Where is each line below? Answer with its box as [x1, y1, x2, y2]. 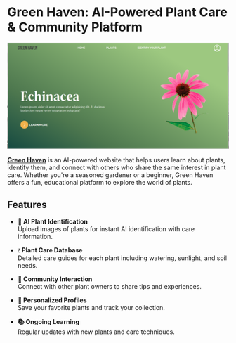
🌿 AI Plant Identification [17, 217, 88, 226]
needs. [17, 261, 38, 269]
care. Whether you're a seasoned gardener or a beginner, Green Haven [7, 171, 214, 179]
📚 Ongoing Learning [17, 317, 79, 325]
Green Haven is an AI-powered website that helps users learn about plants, [7, 156, 225, 164]
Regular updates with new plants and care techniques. [17, 328, 176, 336]
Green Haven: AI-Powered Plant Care [7, 4, 228, 20]
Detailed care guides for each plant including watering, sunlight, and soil [17, 254, 227, 262]
